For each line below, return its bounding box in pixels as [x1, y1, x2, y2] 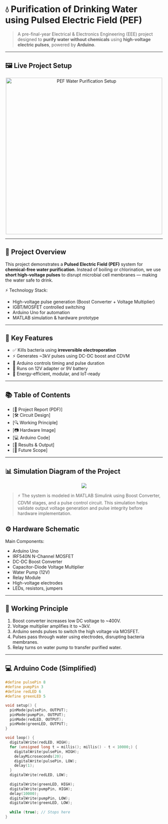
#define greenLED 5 [5, 694, 46, 699]
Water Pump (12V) [12, 569, 50, 575]
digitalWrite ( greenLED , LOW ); [9, 800, 72, 805]
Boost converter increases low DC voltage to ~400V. [12, 618, 121, 624]
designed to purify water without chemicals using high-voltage [17, 36, 151, 42]
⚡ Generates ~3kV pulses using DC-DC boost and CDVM [12, 353, 130, 359]
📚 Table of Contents [5, 391, 71, 399]
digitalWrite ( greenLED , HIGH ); [9, 781, 75, 787]
